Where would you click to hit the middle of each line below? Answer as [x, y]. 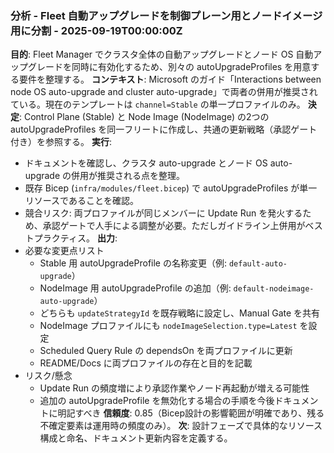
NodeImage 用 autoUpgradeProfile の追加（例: [135, 288]
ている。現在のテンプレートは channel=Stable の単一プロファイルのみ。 [158, 104]
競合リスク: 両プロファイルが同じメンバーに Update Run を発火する [163, 213]
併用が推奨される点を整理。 [128, 176]
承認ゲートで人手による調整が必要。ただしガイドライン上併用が [174, 226]
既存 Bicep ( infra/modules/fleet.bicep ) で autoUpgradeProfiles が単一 [171, 188]
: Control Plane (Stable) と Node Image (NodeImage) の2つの [144, 117]
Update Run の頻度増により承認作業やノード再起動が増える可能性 [174, 388]
